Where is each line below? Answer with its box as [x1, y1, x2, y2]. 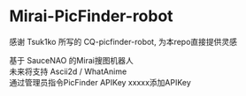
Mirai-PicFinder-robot [9, 6, 174, 26]
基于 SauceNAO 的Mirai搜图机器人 [9, 55, 135, 65]
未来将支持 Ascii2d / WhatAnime [9, 66, 127, 77]
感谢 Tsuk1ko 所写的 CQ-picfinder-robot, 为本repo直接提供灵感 [9, 36, 237, 47]
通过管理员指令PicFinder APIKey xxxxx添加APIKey [9, 77, 192, 87]
